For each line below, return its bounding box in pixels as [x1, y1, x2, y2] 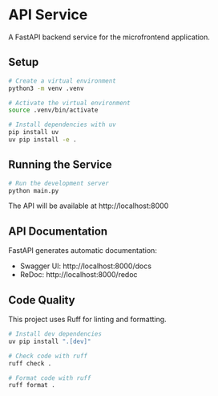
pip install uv [8, 129, 59, 137]
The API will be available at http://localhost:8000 [8, 201, 169, 210]
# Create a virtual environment [8, 76, 116, 85]
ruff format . [8, 382, 56, 390]
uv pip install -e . [8, 136, 78, 144]
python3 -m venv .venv [8, 84, 84, 92]
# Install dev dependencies [8, 330, 103, 338]
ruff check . [8, 359, 52, 367]
